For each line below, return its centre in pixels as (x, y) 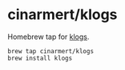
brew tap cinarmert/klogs (50, 51)
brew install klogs (40, 58)
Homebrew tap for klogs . (48, 37)
